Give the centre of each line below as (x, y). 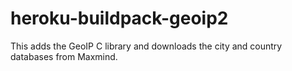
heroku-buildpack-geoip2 (119, 18)
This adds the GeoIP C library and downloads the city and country (146, 46)
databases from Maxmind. (64, 56)
